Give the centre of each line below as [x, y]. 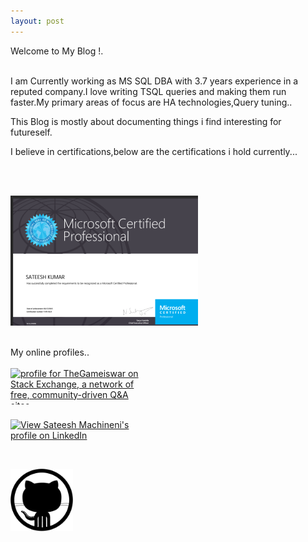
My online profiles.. [50, 352]
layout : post [37, 21]
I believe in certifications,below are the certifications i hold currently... [154, 151]
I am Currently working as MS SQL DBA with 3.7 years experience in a [154, 81]
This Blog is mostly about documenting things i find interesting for [146, 121]
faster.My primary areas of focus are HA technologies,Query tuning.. [151, 102]
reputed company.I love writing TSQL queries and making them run [148, 91]
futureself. [31, 132]
